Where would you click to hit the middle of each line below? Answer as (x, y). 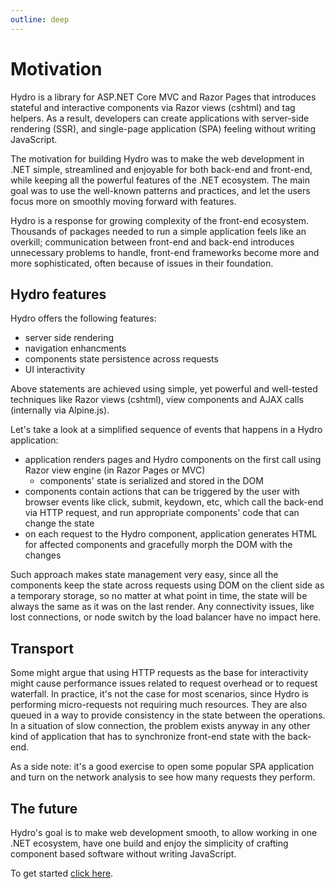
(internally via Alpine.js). (60, 410)
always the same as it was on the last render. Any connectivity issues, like (162, 607)
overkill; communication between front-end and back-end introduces (152, 242)
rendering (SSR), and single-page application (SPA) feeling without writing (163, 128)
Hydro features (58, 294)
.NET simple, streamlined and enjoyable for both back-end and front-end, (161, 169)
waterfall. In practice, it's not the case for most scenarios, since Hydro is (159, 694)
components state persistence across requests (121, 359)
